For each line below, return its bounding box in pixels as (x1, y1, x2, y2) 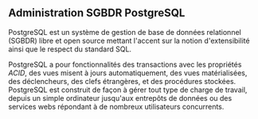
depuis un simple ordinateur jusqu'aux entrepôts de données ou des (8, 93, 233, 102)
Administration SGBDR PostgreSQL (8, 6, 186, 20)
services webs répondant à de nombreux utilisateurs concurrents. (8, 102, 225, 111)
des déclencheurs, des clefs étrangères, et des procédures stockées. (8, 76, 236, 86)
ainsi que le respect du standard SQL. (8, 44, 132, 54)
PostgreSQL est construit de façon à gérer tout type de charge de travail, (8, 85, 248, 94)
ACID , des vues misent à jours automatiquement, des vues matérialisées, (8, 67, 248, 78)
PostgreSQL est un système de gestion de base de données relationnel (8, 27, 241, 36)
